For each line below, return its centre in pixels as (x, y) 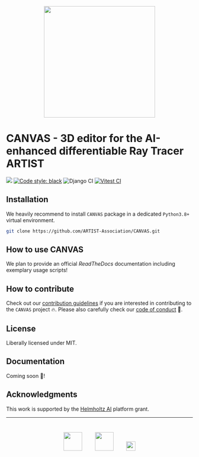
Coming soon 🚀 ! (26, 376)
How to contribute (40, 289)
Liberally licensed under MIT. (41, 343)
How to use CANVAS (45, 250)
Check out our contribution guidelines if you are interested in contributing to (99, 303)
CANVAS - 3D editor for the (75, 138)
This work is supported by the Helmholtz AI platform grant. (78, 409)
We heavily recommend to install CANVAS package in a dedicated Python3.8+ (98, 214)
